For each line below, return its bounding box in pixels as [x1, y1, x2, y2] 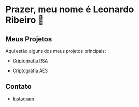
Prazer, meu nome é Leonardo [5, 4, 134, 15]
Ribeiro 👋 [5, 14, 44, 26]
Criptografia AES [12, 67, 48, 74]
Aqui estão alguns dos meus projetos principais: [5, 48, 106, 54]
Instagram [12, 95, 34, 102]
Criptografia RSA [12, 58, 48, 64]
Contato [5, 82, 32, 91]
